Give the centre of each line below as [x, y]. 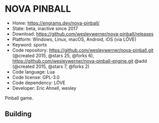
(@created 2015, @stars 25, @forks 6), [53, 55]
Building [18, 114]
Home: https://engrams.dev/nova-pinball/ [56, 23]
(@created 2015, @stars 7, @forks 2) [51, 66]
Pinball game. [19, 98]
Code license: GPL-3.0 [36, 77]
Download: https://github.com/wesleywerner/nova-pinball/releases [83, 34]
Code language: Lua [33, 71]
